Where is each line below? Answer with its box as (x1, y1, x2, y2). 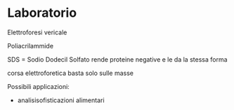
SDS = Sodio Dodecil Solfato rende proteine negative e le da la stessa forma (7, 55, 228, 64)
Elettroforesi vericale (7, 28, 67, 36)
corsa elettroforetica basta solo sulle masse (7, 69, 134, 77)
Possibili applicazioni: (7, 82, 70, 90)
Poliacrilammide (7, 41, 54, 50)
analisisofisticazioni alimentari (17, 96, 105, 104)
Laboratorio (7, 5, 77, 21)
